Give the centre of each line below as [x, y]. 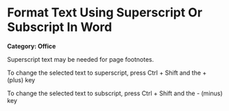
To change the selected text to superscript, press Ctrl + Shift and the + [107, 73]
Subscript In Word [60, 27]
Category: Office [32, 46]
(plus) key [21, 79]
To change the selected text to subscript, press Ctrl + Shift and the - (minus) [115, 93]
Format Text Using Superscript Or [105, 13]
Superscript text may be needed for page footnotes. [81, 59]
